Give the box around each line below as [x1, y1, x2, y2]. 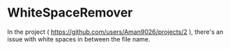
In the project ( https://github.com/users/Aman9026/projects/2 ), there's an [7, 28, 224, 36]
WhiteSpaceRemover [7, 5, 133, 21]
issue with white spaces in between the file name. [7, 35, 151, 43]
